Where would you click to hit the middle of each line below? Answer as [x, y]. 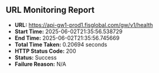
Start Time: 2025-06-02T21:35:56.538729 [68, 31]
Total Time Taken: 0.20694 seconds [61, 44]
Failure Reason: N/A [40, 64]
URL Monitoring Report [50, 10]
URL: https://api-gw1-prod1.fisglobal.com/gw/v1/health [84, 25]
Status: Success [35, 57]
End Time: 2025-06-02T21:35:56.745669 [67, 38]
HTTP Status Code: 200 [45, 51]
